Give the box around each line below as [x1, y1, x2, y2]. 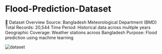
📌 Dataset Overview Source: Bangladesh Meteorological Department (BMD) [5, 19, 157, 25]
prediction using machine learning [5, 35, 74, 40]
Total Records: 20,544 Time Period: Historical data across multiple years [5, 24, 151, 30]
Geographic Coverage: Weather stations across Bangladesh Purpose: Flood [5, 29, 157, 35]
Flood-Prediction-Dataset [5, 3, 111, 14]
